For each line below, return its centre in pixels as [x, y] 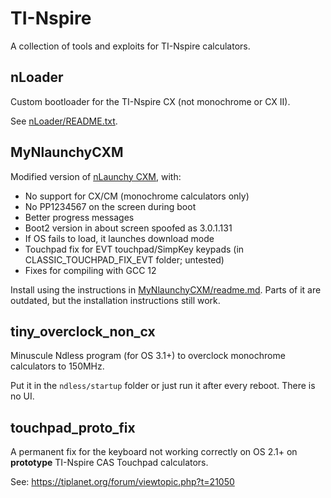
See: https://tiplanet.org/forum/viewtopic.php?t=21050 [122, 482]
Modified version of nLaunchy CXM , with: [96, 176]
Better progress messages [79, 217]
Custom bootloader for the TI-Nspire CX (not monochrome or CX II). [150, 101]
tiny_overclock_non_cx [83, 331]
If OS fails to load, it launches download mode [119, 238]
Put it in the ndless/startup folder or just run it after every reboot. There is [163, 386]
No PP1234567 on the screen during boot [110, 206]
